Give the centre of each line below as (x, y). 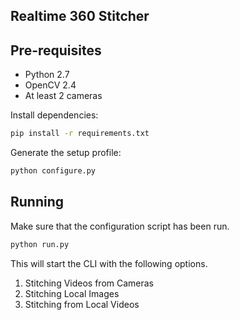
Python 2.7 (47, 75)
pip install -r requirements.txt (80, 134)
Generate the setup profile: (66, 153)
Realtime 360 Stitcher (80, 16)
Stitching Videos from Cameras (89, 283)
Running (37, 202)
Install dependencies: (54, 115)
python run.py (40, 244)
